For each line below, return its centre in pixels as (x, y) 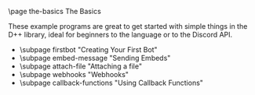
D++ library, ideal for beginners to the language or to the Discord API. (120, 35)
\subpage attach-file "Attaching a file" (81, 66)
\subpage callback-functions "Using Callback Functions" (111, 83)
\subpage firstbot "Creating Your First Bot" (89, 49)
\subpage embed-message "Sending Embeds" (95, 58)
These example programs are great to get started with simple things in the (128, 26)
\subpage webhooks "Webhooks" (74, 74)
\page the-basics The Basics (55, 11)
